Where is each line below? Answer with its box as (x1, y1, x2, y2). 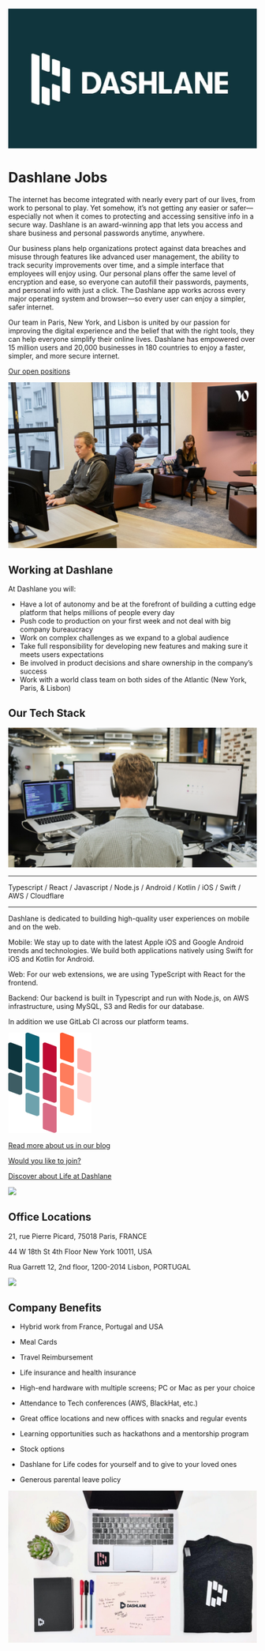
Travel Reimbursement (19, 1353, 93, 1362)
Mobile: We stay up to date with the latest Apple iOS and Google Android (8, 937, 244, 947)
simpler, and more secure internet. (8, 351, 120, 360)
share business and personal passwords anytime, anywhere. (8, 228, 205, 238)
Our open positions (8, 366, 71, 376)
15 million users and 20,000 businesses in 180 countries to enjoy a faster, (8, 343, 246, 352)
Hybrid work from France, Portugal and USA (19, 1322, 164, 1331)
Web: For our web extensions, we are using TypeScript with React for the (8, 969, 246, 979)
